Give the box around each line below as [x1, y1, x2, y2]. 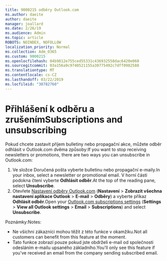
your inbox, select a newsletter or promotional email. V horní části [12, 172, 148, 178]
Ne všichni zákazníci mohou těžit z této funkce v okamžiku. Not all [12, 228, 148, 234]
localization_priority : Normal [5, 44, 70, 49]
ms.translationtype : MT [5, 68, 55, 73]
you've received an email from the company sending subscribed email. [12, 249, 159, 255]
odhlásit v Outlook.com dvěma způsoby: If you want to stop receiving [5, 146, 147, 152]
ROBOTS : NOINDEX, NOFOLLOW [5, 40, 61, 45]
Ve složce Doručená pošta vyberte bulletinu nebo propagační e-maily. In [12, 166, 161, 172]
